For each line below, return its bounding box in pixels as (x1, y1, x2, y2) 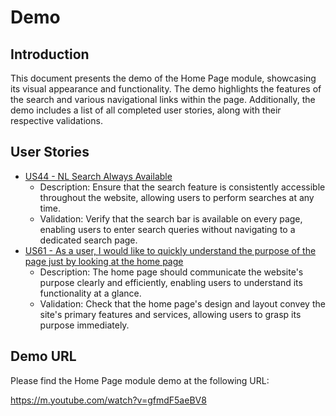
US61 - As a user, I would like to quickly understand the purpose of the (24, 244, 317, 256)
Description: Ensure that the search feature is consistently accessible (39, 181, 326, 193)
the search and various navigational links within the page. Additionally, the (10, 94, 316, 105)
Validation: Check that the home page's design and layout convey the (39, 297, 326, 310)
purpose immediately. (39, 319, 130, 331)
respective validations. (10, 115, 103, 126)
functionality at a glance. (39, 287, 142, 299)
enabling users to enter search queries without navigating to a (39, 223, 296, 235)
